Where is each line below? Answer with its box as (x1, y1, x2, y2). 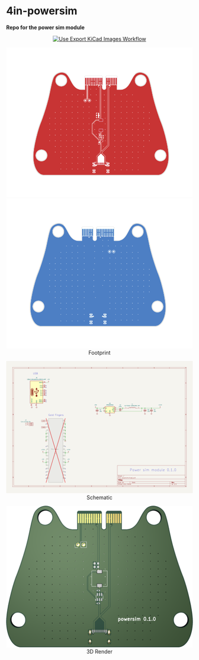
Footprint (88, 349, 111, 356)
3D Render (86, 648, 113, 655)
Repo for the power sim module (6, 24, 85, 31)
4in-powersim (6, 4, 78, 18)
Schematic (86, 494, 113, 501)
